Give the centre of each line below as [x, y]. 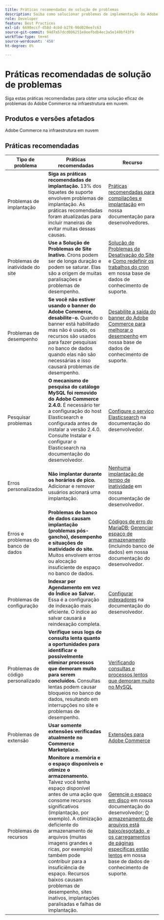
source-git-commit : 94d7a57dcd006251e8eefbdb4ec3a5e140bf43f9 [70, 32]
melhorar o [121, 330]
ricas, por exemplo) [70, 849]
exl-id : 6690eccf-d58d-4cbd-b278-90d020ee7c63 [53, 28]
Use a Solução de [69, 243]
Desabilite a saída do [132, 312]
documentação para [131, 217]
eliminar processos [71, 663]
